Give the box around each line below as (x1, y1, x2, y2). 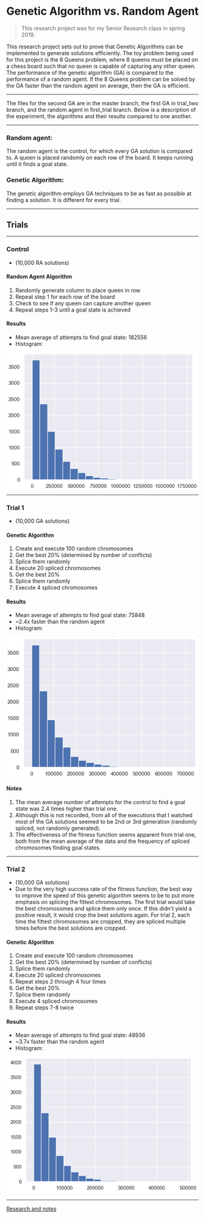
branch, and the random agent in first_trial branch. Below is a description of (6, 106, 196, 113)
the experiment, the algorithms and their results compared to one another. (6, 112, 192, 120)
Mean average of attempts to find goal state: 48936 (15, 1031, 145, 1039)
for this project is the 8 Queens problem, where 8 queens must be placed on (6, 56, 198, 63)
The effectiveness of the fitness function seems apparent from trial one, (15, 831, 196, 838)
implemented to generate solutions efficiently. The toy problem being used (6, 49, 194, 56)
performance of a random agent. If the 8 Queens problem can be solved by (6, 75, 195, 83)
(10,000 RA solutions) (15, 259, 70, 266)
